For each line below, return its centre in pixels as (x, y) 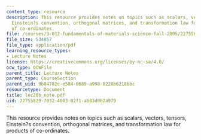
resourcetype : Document (36, 90)
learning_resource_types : (38, 51)
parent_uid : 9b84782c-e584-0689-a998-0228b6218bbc (71, 84)
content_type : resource (36, 12)
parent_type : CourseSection (41, 78)
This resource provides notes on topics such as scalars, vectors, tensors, (96, 118)
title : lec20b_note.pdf (36, 95)
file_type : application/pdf (41, 45)
